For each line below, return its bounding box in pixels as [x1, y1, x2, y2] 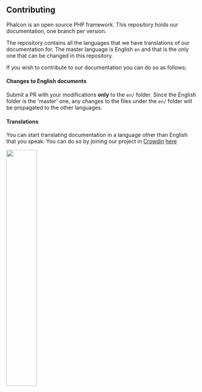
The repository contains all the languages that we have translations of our [6, 39, 190, 46]
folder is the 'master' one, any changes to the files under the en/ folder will [6, 98, 192, 105]
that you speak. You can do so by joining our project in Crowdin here [6, 138, 177, 145]
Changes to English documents [6, 78, 86, 85]
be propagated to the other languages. [6, 104, 103, 111]
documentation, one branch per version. [6, 27, 107, 35]
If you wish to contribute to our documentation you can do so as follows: [6, 64, 187, 71]
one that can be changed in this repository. [6, 51, 114, 59]
